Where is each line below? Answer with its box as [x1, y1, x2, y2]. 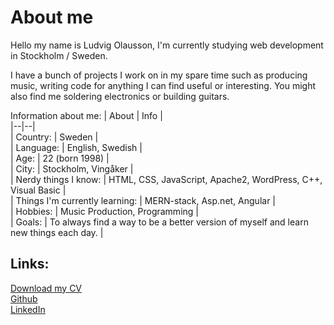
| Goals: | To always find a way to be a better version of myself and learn [10, 216, 309, 228]
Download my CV [10, 282, 83, 294]
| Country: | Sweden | [10, 131, 99, 143]
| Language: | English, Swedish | [10, 141, 143, 153]
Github [10, 292, 38, 305]
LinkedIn [10, 303, 46, 315]
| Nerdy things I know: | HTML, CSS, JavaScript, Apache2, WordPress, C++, [10, 173, 323, 185]
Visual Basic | [10, 184, 67, 196]
